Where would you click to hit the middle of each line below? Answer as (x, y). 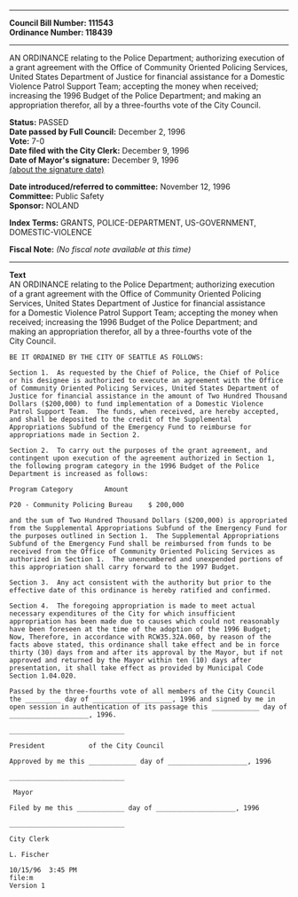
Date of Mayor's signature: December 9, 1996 (94, 160)
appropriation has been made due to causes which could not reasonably (144, 622)
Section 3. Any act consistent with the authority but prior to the (141, 583)
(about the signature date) (57, 169)
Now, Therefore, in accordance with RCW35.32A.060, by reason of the (141, 637)
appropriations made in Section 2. (75, 435)
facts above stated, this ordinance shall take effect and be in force (144, 645)
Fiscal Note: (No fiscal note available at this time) (100, 249)
